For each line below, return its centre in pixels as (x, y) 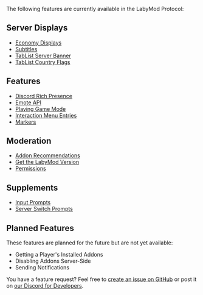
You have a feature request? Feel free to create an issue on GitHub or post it (101, 279)
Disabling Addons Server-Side (53, 261)
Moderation (29, 141)
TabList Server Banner (43, 55)
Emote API (28, 102)
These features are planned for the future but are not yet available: (90, 243)
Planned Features (40, 228)
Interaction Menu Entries (46, 115)
